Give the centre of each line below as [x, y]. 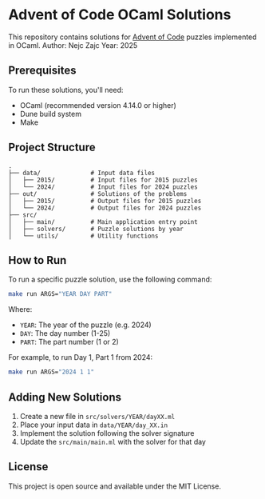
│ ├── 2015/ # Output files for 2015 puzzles [105, 201]
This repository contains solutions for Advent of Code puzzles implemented [132, 37]
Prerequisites [42, 71]
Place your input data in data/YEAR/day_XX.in [94, 425]
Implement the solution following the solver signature [107, 433]
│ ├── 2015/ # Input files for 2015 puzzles [103, 180]
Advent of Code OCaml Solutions [120, 15]
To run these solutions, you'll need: [66, 90]
